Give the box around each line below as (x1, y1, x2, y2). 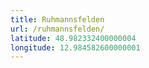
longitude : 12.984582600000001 (10, 42, 141, 53)
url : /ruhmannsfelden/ (10, 24, 105, 34)
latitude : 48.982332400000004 (10, 33, 137, 43)
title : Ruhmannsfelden (10, 14, 105, 25)
